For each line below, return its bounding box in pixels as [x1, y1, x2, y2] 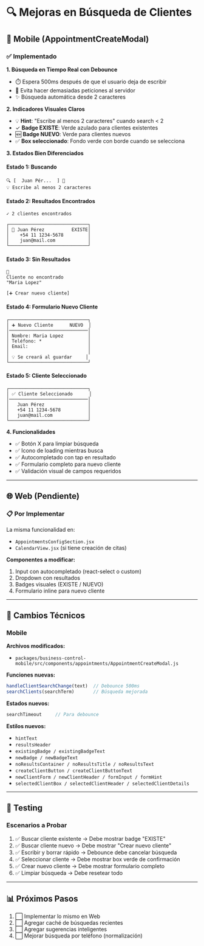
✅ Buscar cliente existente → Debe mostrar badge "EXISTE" [15, 835, 166, 842]
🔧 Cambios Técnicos [6, 610, 86, 621]
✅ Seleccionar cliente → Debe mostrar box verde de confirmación [15, 855, 180, 863]
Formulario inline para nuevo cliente [15, 587, 105, 594]
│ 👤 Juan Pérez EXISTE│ [6, 227, 91, 233]
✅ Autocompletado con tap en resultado [15, 453, 117, 461]
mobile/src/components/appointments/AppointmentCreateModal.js [15, 661, 179, 667]
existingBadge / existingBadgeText [15, 748, 106, 754]
